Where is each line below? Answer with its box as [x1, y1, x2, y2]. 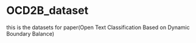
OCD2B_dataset [6, 4, 89, 18]
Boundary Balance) [6, 30, 55, 37]
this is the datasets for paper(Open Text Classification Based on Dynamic [6, 24, 190, 31]
